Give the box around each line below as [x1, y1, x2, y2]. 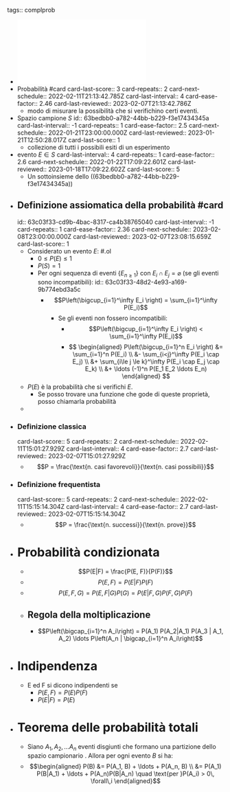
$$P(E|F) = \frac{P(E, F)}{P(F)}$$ [78, 567, 173, 576]
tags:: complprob [7, 6, 56, 14]
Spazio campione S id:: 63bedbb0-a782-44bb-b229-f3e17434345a [16, 114, 209, 122]
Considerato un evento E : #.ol [27, 247, 112, 255]
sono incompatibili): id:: [37, 278, 104, 286]
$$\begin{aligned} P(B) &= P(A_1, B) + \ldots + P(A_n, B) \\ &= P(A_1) [30, 762, 222, 770]
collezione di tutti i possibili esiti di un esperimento [27, 144, 170, 151]
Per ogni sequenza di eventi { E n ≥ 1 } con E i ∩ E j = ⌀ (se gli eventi [37, 269, 219, 279]
